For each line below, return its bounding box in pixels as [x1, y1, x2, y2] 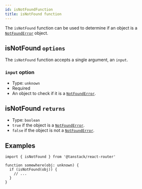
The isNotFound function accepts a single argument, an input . [5, 57, 128, 63]
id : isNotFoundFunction [5, 7, 53, 12]
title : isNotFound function [5, 12, 62, 16]
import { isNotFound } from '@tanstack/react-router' [5, 155, 116, 159]
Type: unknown [12, 80, 40, 86]
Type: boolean [12, 117, 40, 123]
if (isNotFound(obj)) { [9, 167, 57, 172]
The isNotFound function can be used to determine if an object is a [5, 25, 138, 31]
